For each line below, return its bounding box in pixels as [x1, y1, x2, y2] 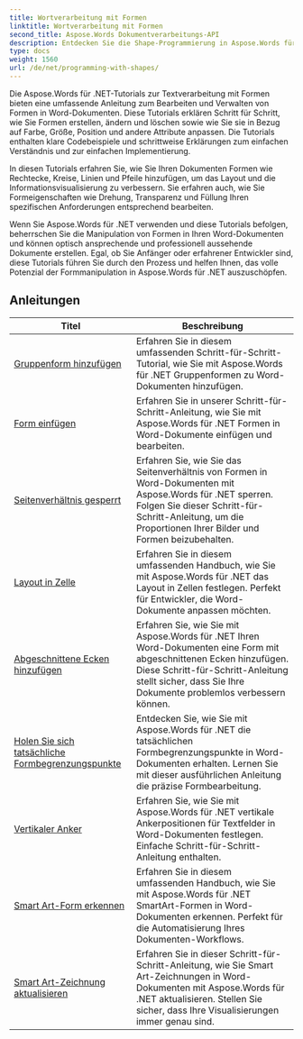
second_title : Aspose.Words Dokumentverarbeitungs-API [9, 30, 220, 39]
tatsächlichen [135, 734, 194, 747]
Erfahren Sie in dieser [135, 947, 227, 960]
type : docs [9, 47, 50, 56]
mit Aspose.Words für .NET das [135, 570, 269, 582]
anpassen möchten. [187, 604, 271, 616]
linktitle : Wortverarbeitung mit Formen [9, 22, 164, 31]
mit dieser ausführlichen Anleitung [135, 768, 282, 780]
